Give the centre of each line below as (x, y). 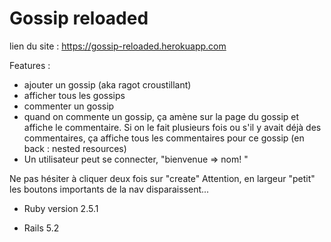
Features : (30, 65)
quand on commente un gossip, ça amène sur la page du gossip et (161, 116)
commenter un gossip (69, 106)
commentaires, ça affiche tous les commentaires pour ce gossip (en (164, 138)
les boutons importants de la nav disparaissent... (109, 189)
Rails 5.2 (41, 228)
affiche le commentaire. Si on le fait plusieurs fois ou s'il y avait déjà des (172, 127)
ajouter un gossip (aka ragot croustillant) (107, 84)
